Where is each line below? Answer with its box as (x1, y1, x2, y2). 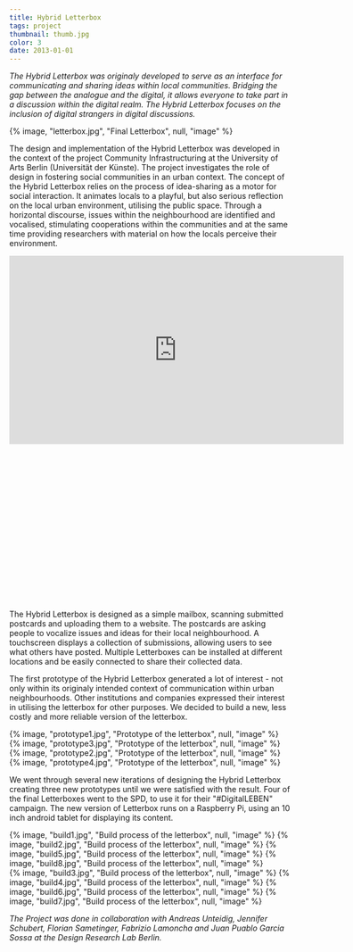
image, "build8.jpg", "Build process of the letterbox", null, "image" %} (9, 858, 264, 869)
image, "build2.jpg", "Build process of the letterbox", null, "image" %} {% (9, 840, 277, 850)
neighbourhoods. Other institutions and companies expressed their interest (9, 692, 285, 703)
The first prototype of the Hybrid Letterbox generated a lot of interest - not (9, 674, 283, 684)
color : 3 (9, 37, 42, 47)
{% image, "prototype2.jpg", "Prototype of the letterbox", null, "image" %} (9, 748, 281, 758)
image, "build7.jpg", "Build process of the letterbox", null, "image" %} (9, 896, 263, 906)
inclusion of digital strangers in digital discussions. (9, 109, 196, 120)
